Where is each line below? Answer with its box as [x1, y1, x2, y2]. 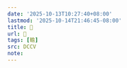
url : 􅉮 [7, 30, 27, 38]
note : [7, 50, 23, 57]
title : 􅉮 [7, 23, 33, 30]
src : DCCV [7, 43, 37, 50]
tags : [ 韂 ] [7, 37, 39, 44]
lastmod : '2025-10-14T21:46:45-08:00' [7, 17, 122, 24]
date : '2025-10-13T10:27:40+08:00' [7, 10, 113, 18]
